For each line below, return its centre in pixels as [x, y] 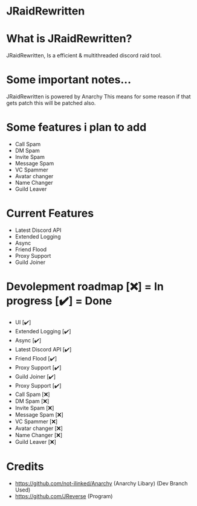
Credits [25, 467]
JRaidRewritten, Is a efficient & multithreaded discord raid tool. [84, 56]
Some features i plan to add [76, 127]
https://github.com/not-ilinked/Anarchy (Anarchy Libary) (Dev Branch [101, 483]
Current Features [50, 213]
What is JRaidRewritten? [69, 39]
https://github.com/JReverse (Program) [64, 496]
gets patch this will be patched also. [51, 103]
